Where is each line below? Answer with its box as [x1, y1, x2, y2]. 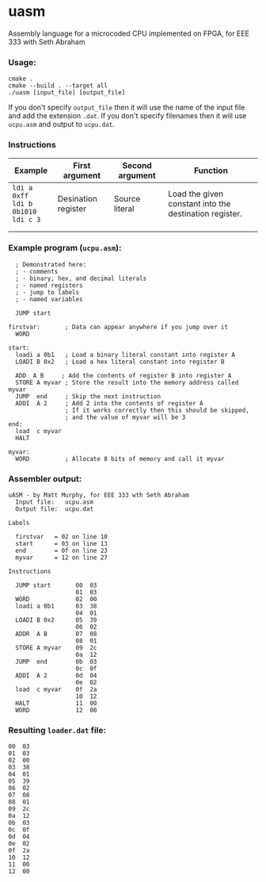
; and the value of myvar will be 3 [64, 413, 186, 421]
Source [113, 193, 141, 204]
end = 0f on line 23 [15, 546, 108, 555]
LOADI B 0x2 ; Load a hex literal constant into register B [15, 358, 225, 366]
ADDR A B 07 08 [15, 630, 97, 638]
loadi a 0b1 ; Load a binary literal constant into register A [15, 351, 236, 359]
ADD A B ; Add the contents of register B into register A [15, 371, 232, 379]
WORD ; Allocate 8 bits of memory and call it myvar [15, 454, 225, 462]
